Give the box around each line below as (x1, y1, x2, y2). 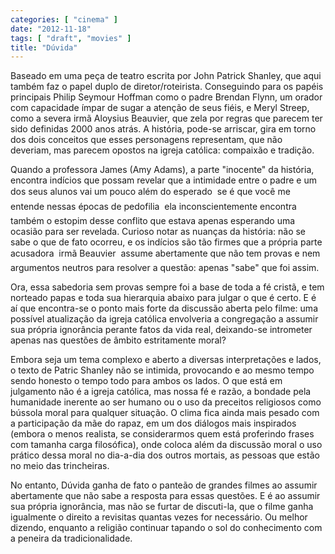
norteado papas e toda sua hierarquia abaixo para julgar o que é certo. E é (10, 292, 317, 304)
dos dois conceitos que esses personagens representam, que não (10, 134, 283, 146)
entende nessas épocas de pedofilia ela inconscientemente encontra (10, 201, 297, 213)
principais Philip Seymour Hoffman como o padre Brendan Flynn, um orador (10, 91, 323, 103)
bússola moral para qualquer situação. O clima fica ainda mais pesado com (10, 407, 320, 419)
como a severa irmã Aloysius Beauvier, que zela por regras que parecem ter (10, 112, 323, 125)
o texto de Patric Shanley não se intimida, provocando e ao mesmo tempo (10, 364, 315, 376)
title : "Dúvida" (10, 42, 78, 53)
